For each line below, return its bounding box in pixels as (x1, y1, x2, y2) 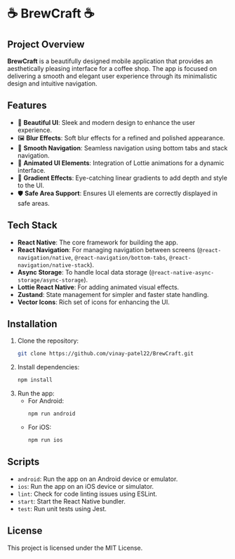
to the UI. (17, 180, 44, 190)
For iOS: (27, 423, 52, 432)
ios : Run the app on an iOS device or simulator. (17, 482, 154, 490)
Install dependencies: (17, 363, 80, 371)
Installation (7, 318, 58, 330)
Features (7, 100, 47, 112)
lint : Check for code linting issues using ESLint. (17, 489, 158, 498)
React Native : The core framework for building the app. (17, 238, 179, 246)
